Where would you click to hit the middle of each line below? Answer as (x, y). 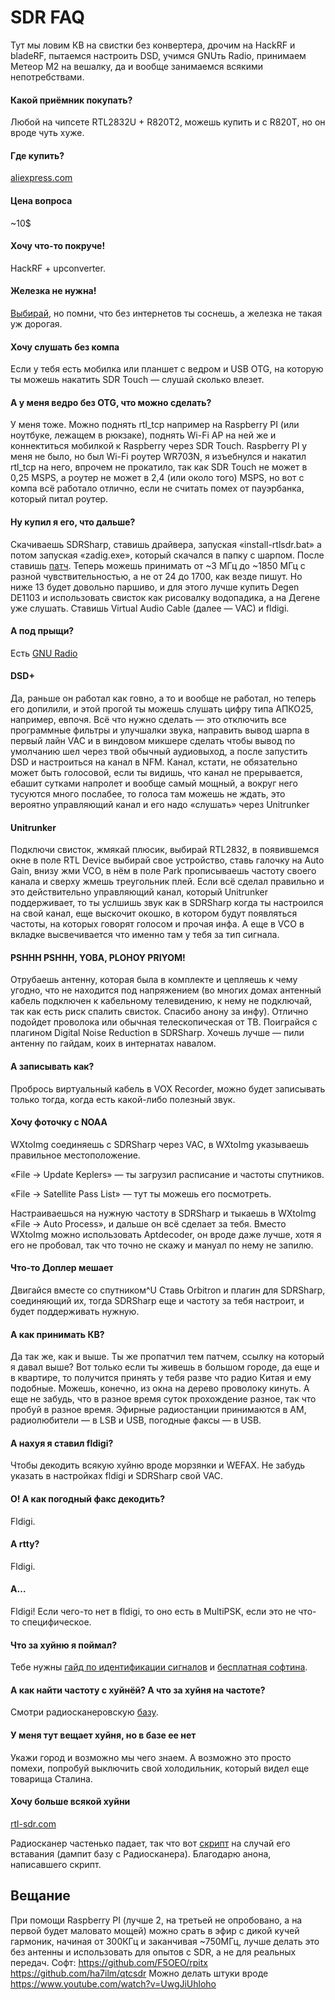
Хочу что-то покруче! (58, 246)
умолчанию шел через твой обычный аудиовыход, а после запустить (159, 751)
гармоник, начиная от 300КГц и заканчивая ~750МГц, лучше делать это (165, 1941)
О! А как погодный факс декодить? (87, 1498)
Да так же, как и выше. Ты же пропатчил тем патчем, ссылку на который (167, 1357)
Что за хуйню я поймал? (64, 1645)
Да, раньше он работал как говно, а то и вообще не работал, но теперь (163, 698)
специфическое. (56, 1622)
